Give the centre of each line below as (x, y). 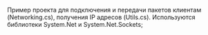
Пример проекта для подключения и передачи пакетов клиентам (104, 10)
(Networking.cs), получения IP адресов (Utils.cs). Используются (101, 17)
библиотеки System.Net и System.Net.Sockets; (75, 24)
